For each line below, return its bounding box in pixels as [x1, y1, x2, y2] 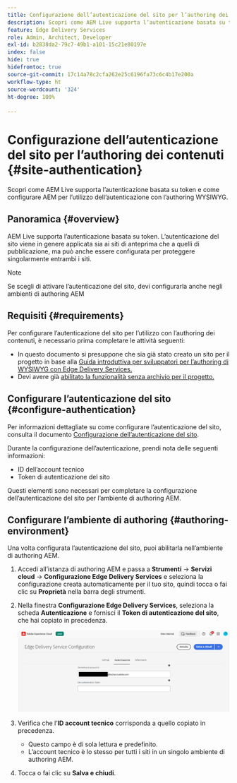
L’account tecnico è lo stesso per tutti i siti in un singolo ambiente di [28, 747, 225, 755]
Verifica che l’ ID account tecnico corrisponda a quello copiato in [17, 719, 206, 727]
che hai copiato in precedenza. [17, 616, 108, 625]
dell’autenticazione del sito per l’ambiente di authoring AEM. [7, 494, 181, 502]
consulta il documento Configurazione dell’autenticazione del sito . [7, 430, 200, 438]
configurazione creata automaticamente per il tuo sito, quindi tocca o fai [17, 580, 228, 589]
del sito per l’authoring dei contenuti [7, 147, 224, 163]
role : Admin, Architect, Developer [7, 34, 112, 41]
